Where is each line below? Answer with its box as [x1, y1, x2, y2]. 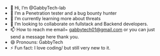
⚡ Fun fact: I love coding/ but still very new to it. [10, 45, 111, 50]
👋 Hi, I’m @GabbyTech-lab [10, 5, 66, 11]
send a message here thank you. [10, 34, 79, 40]
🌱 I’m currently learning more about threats [10, 16, 101, 21]
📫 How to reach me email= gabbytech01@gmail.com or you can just [10, 27, 155, 32]
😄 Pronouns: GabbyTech [10, 39, 63, 45]
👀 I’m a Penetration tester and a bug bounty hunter [10, 10, 117, 16]
